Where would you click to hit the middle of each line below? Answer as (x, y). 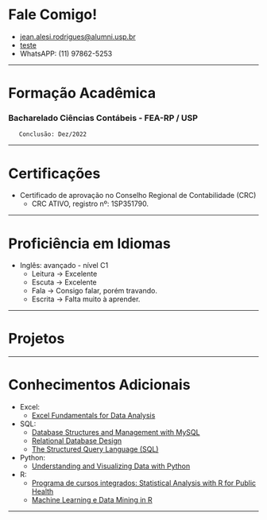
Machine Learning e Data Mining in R (92, 500)
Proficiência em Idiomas (89, 243)
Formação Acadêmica (82, 93)
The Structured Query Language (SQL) (95, 449)
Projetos (37, 339)
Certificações (54, 173)
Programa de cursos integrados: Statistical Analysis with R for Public (144, 483)
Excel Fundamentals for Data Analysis (93, 416)
